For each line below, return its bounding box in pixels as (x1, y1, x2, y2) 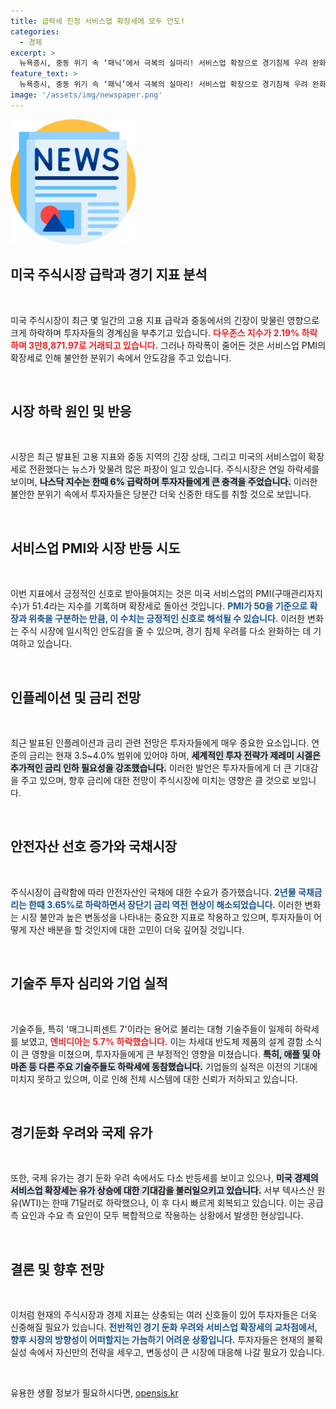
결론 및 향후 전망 (10, 1261, 105, 1278)
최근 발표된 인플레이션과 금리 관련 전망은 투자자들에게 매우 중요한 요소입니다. (10, 737, 310, 749)
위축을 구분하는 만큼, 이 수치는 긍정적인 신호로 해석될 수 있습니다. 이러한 (28, 613, 306, 625)
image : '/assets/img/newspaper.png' (10, 90, 163, 100)
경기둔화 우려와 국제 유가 (10, 1125, 153, 1142)
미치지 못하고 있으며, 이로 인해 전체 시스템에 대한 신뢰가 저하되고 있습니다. (10, 1073, 298, 1085)
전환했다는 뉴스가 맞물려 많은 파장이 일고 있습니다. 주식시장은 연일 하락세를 (28, 463, 320, 475)
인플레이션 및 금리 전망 (10, 689, 142, 706)
